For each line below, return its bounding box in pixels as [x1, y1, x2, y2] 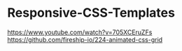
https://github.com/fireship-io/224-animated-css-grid [7, 35, 163, 43]
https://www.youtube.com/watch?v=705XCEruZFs [7, 28, 153, 36]
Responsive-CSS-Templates [7, 5, 175, 21]
